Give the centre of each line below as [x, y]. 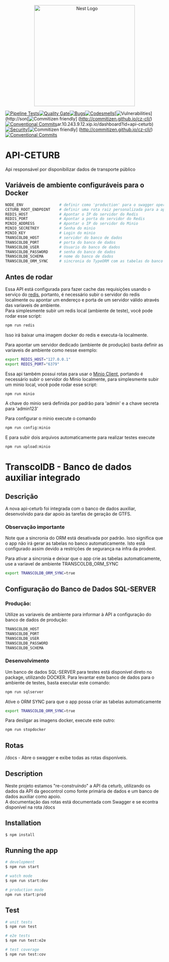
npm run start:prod [26, 894]
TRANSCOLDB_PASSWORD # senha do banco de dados [60, 252]
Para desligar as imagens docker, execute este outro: [60, 720]
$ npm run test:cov [26, 954]
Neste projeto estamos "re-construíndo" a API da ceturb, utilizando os [78, 785]
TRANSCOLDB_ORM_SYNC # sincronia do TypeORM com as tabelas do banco [84, 261]
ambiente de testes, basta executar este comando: [58, 682]
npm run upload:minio [28, 447]
